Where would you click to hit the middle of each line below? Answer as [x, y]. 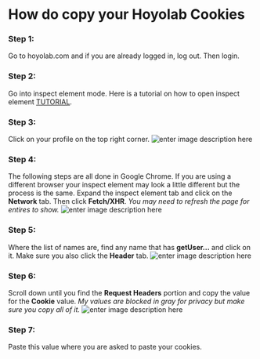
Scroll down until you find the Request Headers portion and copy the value [129, 292]
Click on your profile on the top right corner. [79, 140]
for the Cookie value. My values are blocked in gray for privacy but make [126, 301]
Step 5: [22, 230]
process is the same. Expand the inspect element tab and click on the [120, 193]
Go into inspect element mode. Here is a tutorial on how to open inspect [124, 93]
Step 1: [21, 39]
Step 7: [22, 329]
